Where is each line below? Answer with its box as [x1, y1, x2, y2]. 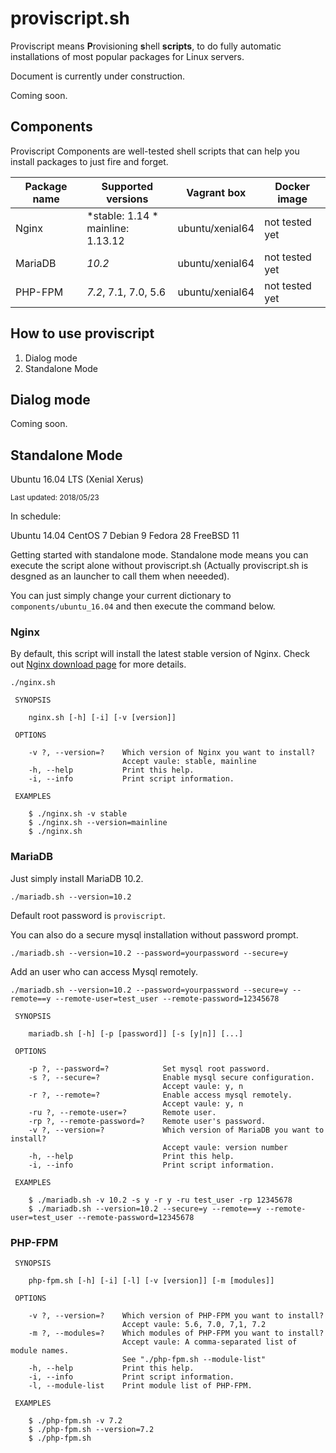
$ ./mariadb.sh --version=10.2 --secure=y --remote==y [28, 1203, 262, 1214]
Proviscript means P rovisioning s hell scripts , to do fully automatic [10, 40, 282, 52]
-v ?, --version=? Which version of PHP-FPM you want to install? [28, 1311, 325, 1321]
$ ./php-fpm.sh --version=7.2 [28, 1425, 155, 1435]
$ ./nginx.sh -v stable [28, 809, 128, 819]
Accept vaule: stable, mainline [121, 757, 257, 767]
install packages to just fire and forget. [10, 155, 169, 167]
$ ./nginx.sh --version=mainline [28, 818, 168, 828]
